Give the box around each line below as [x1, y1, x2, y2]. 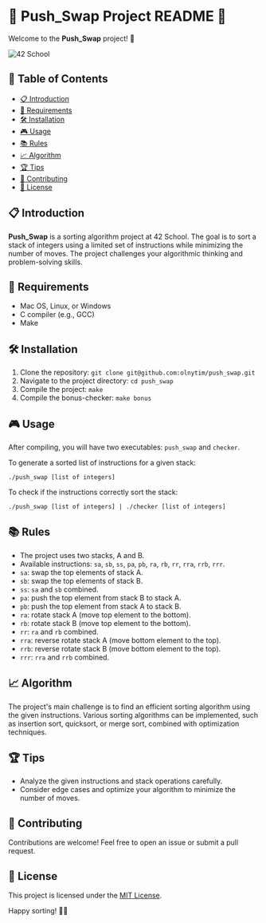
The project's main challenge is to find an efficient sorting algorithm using [8, 702, 251, 711]
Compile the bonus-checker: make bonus [19, 393, 152, 402]
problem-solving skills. [8, 257, 83, 267]
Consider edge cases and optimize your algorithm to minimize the [19, 785, 237, 794]
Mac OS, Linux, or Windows [19, 301, 111, 311]
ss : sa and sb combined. [19, 584, 99, 594]
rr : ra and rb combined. [19, 627, 99, 636]
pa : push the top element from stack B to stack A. [19, 592, 182, 602]
